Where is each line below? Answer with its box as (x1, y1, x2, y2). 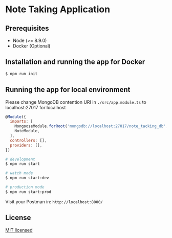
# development (5, 157, 36, 162)
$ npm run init (5, 71, 38, 76)
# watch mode (5, 171, 33, 176)
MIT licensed (5, 227, 33, 233)
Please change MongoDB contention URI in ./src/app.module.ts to (5, 99, 147, 105)
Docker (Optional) (12, 43, 51, 49)
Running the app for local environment (5, 85, 131, 94)
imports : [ (10, 119, 33, 124)
